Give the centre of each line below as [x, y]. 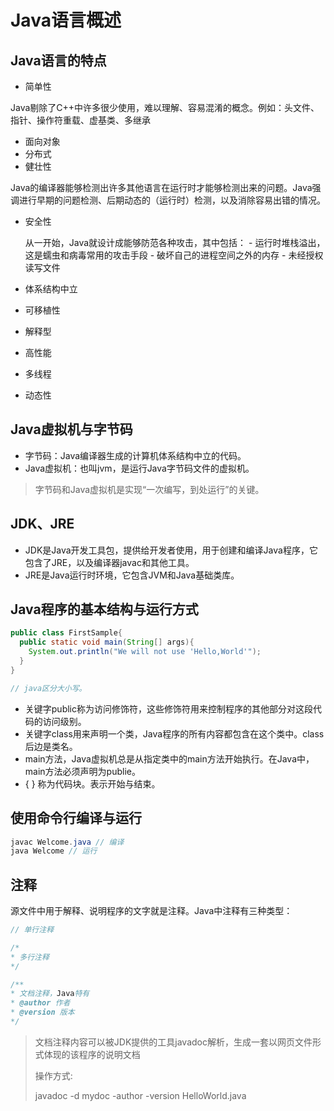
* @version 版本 [42, 1012]
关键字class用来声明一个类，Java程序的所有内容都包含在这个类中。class [174, 733]
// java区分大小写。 [48, 688]
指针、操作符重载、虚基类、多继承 [80, 120]
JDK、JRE [42, 524]
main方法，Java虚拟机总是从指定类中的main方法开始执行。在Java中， [169, 758]
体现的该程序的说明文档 [92, 1054]
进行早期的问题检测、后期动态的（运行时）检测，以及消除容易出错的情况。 [172, 200]
